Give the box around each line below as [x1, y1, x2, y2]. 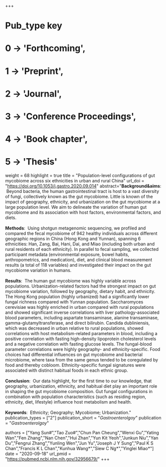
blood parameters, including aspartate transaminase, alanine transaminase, [5, 315, 159, 321]
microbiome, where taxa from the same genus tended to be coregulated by [5, 357, 159, 363]
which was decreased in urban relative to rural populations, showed [5, 325, 144, 331]
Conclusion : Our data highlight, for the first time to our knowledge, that [5, 378, 152, 384]
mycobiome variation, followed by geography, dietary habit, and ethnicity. [5, 289, 155, 294]
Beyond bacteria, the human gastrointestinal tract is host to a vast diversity [6, 188, 160, 194]
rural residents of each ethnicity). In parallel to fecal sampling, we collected [5, 246, 159, 252]
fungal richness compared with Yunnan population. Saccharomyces [5, 299, 144, 305]
